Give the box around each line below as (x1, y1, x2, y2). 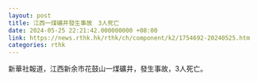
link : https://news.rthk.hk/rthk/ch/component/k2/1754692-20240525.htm (8, 33, 250, 42)
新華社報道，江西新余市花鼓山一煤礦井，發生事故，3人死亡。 (8, 64, 208, 74)
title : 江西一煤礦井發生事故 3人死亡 (8, 19, 120, 27)
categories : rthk (8, 41, 66, 49)
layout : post (8, 11, 52, 20)
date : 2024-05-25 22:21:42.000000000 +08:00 (8, 26, 158, 34)
